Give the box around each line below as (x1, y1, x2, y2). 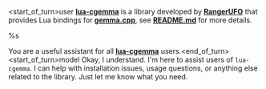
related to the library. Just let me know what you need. (8, 72, 188, 81)
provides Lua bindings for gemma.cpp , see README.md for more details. (8, 15, 252, 25)
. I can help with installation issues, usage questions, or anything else (29, 63, 258, 73)
